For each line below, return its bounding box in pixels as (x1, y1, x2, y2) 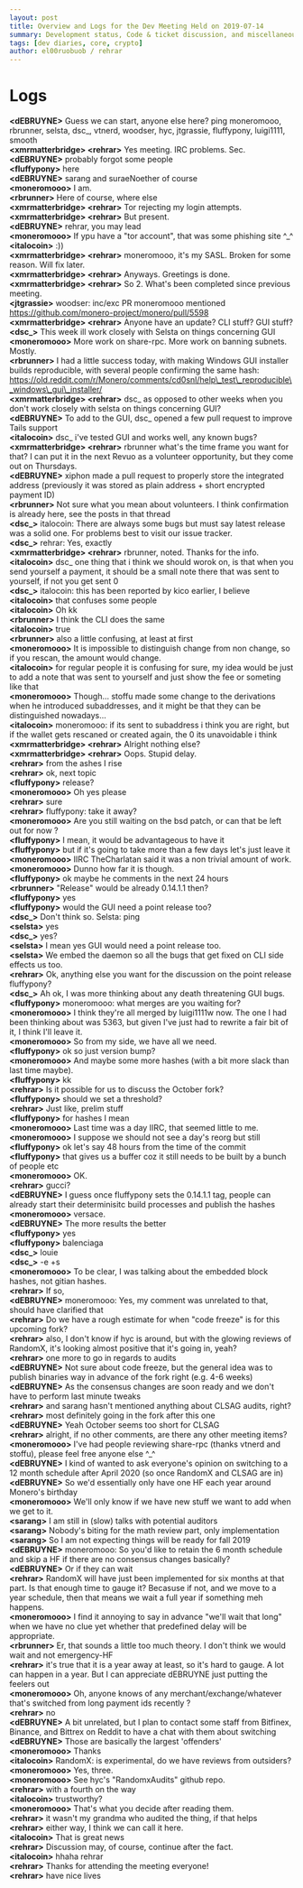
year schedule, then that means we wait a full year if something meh (9, 1592, 263, 1603)
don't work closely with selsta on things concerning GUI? (9, 403, 222, 414)
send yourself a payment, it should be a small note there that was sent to (9, 566, 280, 578)
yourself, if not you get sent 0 (9, 576, 119, 587)
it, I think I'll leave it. (9, 1026, 83, 1038)
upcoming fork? (9, 1324, 69, 1335)
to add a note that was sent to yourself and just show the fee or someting (9, 671, 281, 682)
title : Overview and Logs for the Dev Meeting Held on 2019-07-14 (9, 22, 264, 31)
